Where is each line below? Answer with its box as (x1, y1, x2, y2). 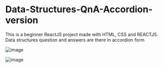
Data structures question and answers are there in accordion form (5, 37, 145, 43)
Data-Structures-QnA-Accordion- (5, 4, 153, 15)
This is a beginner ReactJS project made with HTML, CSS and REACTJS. (5, 31, 158, 37)
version (5, 14, 38, 26)
